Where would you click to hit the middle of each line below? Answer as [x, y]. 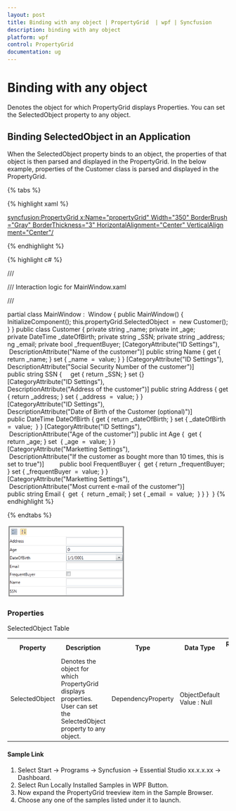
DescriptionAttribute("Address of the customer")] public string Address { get [118, 389]
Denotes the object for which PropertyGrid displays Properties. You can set [116, 107]
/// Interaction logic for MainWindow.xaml [67, 287]
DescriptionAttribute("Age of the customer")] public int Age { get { [105, 434]
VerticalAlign [205, 225]
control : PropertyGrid [40, 45]
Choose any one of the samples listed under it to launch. [99, 800]
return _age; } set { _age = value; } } [61, 441]
